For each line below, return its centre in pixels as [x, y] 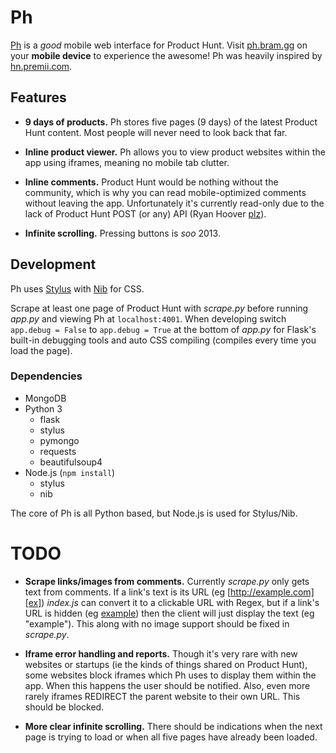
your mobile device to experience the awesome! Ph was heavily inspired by [166, 55]
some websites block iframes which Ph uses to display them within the [170, 675]
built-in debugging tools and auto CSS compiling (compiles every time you [163, 340]
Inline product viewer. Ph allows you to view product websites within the [175, 152]
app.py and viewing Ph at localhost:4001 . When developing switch [148, 318]
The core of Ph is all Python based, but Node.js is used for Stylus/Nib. [154, 513]
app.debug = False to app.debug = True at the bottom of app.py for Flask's [163, 329]
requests [58, 451]
